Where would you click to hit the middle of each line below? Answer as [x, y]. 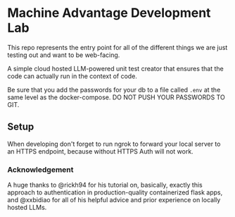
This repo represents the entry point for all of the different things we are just [118, 47]
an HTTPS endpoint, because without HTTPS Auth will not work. [100, 151]
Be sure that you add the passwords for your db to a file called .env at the [114, 89]
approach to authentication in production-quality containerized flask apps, [115, 192]
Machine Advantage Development [109, 13]
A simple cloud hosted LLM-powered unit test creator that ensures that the [115, 68]
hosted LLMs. [27, 207]
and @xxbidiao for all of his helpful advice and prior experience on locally [114, 200]
